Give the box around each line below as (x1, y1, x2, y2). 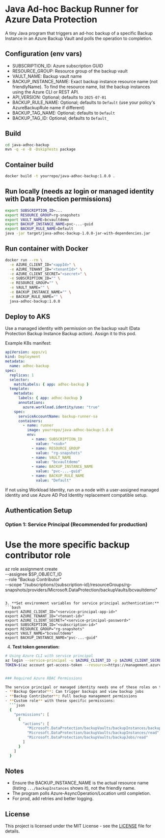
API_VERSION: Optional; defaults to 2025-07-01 (12, 94, 107, 100)
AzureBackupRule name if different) (12, 104, 85, 110)
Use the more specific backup (5, 539, 130, 550)
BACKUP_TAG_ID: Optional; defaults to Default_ (12, 115, 109, 121)
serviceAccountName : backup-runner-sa (18, 414, 98, 419)
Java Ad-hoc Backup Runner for (5, 3, 138, 15)
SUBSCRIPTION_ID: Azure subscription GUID (12, 63, 104, 68)
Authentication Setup (5, 506, 72, 515)
